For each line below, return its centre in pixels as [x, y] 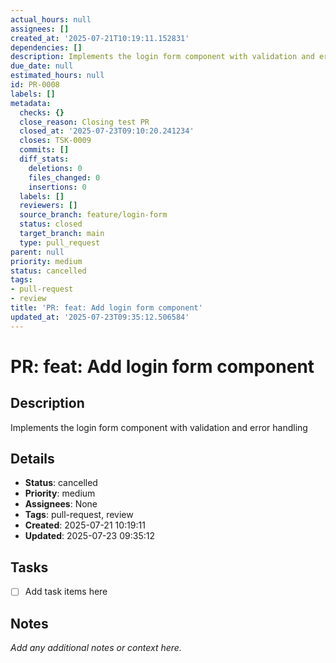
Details [32, 459]
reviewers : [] [48, 206]
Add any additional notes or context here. [96, 648]
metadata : [31, 103]
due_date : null [42, 66]
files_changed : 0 [64, 177]
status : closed [51, 224]
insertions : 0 [57, 187]
